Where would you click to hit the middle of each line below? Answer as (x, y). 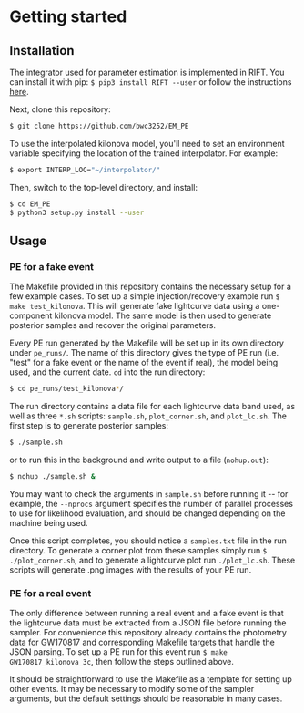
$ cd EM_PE (30, 204)
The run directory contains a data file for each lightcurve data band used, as (152, 407)
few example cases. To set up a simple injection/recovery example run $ (145, 296)
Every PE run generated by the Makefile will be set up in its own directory (147, 343)
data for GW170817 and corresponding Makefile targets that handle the (142, 642)
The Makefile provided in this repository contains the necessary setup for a (150, 287)
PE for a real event (51, 593)
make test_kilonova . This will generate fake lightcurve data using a (135, 306)
